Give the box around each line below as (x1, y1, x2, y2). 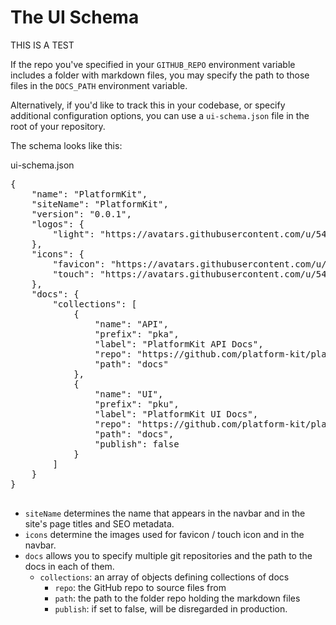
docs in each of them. (24, 560, 115, 572)
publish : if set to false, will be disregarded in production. (54, 602, 288, 615)
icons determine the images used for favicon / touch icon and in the (24, 528, 305, 540)
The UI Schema (10, 6, 140, 29)
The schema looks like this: (10, 139, 123, 151)
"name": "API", (94, 318, 169, 330)
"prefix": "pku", (94, 398, 180, 410)
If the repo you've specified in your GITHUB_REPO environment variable (10, 58, 296, 70)
